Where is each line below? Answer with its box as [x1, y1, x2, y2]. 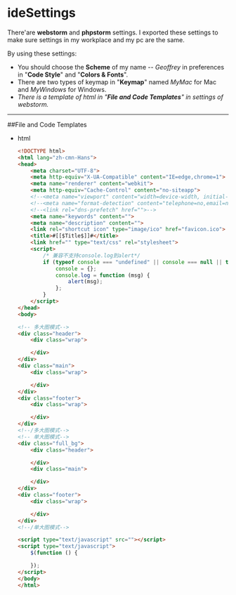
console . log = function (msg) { [55, 272, 150, 279]
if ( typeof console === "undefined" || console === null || [43, 259, 223, 266]
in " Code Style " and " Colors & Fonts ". [17, 70, 129, 79]
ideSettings [7, 5, 76, 21]
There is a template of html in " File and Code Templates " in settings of [17, 93, 223, 101]
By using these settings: [7, 49, 77, 58]
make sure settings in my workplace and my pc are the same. [7, 35, 185, 44]
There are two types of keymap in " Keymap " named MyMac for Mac [17, 77, 216, 86]
